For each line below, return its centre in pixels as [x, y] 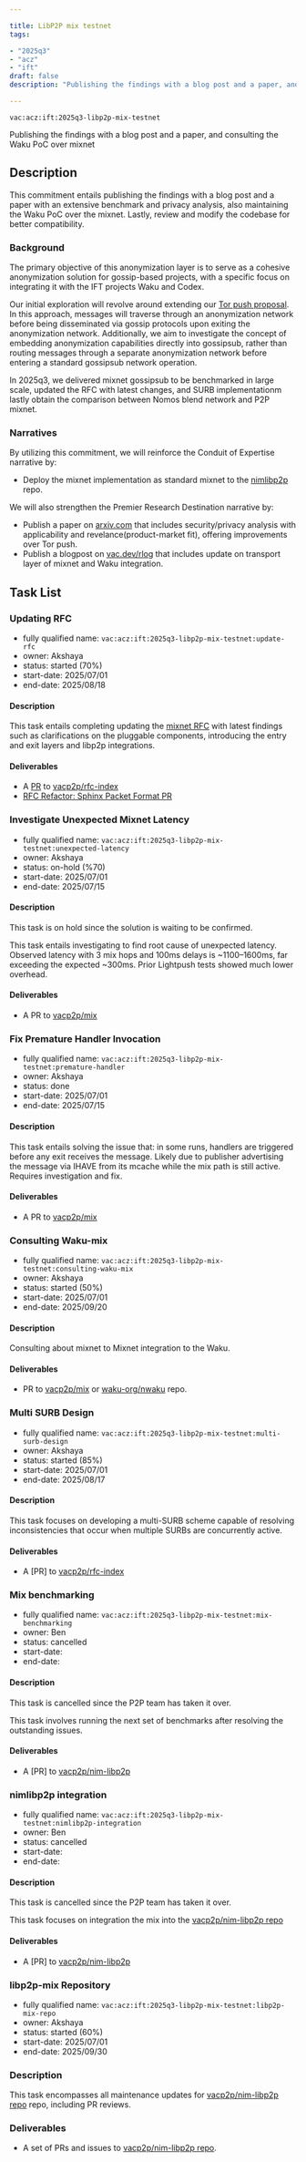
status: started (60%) [62, 2032]
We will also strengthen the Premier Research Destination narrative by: [142, 508]
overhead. [29, 974]
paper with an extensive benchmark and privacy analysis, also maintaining [149, 204]
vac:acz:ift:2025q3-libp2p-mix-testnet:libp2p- [193, 2005]
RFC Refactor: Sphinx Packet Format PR [97, 796]
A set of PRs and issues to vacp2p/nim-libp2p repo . [119, 2148]
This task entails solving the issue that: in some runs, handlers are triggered [152, 1147]
